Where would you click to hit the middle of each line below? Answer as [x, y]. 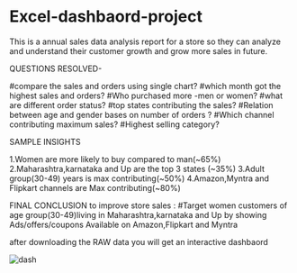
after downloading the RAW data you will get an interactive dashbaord [139, 241]
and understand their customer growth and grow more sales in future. [139, 50]
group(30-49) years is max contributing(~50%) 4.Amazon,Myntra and [139, 178]
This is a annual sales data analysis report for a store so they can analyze [145, 41]
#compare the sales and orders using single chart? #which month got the [145, 86]
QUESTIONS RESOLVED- [56, 68]
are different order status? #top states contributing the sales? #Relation [141, 105]
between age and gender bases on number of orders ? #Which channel [142, 114]
